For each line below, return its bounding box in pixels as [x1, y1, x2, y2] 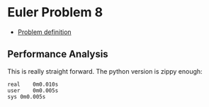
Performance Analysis [7, 48, 108, 60]
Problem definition [17, 28, 72, 36]
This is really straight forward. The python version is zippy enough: [7, 67, 203, 75]
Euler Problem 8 [7, 4, 103, 21]
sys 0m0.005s [7, 93, 46, 100]
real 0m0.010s [7, 81, 59, 88]
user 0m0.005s [7, 86, 59, 94]
